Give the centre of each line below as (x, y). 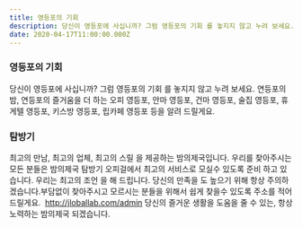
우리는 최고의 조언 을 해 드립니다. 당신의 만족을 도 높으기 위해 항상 (150, 179)
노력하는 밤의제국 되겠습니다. (60, 214)
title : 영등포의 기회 (44, 17)
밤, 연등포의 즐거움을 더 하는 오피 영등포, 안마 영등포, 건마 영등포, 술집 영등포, (144, 100)
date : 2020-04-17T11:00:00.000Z (70, 34)
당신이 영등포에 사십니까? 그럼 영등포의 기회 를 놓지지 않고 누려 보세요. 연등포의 (148, 88)
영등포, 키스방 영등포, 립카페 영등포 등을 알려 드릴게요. (120, 111)
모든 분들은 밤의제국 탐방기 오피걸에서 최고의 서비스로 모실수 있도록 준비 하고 (144, 169)
